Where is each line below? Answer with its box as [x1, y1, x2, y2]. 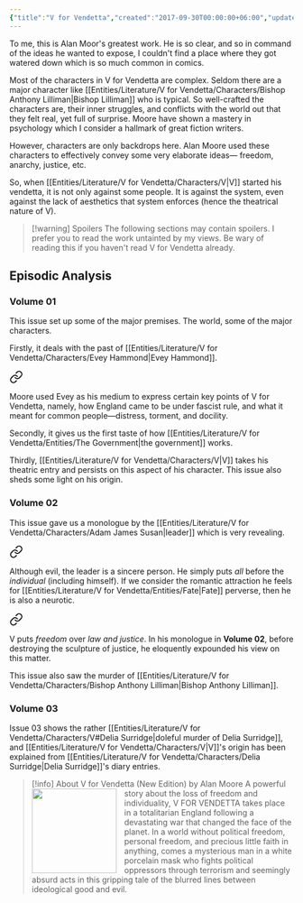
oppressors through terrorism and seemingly [124, 864, 290, 875]
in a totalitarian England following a [124, 806, 254, 817]
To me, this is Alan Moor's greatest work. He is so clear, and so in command [9, 38, 291, 49]
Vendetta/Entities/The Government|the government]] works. [9, 438, 233, 448]
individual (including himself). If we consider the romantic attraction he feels [9, 575, 293, 586]
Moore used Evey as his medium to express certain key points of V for [9, 392, 271, 402]
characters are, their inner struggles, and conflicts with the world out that [9, 103, 281, 114]
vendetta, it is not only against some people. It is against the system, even [9, 186, 284, 197]
